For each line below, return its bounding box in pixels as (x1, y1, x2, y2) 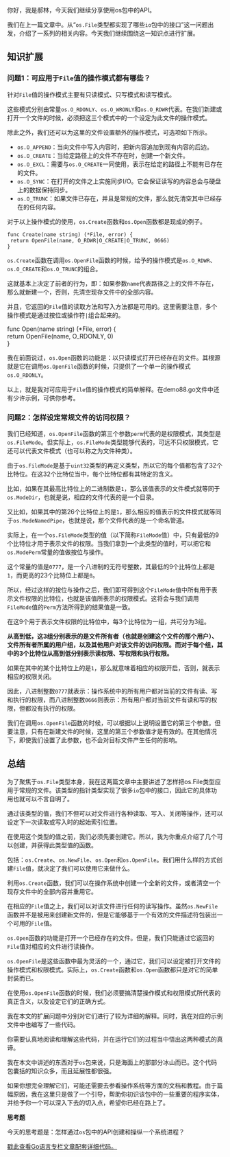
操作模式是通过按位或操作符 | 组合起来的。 (7, 311, 125, 319)
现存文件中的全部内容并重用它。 (7, 887, 97, 895)
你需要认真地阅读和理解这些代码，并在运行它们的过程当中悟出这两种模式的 (7, 1035, 217, 1043)
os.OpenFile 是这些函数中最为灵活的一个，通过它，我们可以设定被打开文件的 (7, 956, 221, 965)
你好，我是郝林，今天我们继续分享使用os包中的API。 (7, 6, 156, 14)
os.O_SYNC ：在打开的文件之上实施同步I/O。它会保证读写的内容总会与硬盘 (16, 177, 221, 185)
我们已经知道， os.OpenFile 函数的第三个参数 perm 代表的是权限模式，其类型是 (7, 429, 221, 437)
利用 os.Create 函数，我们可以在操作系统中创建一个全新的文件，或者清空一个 (7, 878, 221, 887)
